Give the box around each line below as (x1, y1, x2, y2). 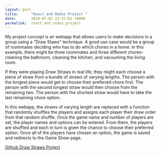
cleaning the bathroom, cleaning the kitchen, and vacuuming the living (5, 54, 145, 61)
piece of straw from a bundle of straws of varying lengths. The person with (5, 74, 155, 80)
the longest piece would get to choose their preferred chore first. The (5, 79, 144, 85)
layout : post (5, 7, 31, 12)
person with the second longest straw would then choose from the (5, 84, 138, 90)
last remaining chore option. (5, 95, 61, 101)
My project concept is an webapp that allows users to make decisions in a (5, 34, 152, 40)
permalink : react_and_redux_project (5, 20, 81, 26)
